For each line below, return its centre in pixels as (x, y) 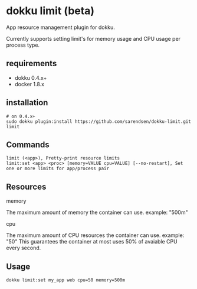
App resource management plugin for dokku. (60, 27)
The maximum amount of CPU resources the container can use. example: (95, 235)
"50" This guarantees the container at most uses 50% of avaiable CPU (92, 242)
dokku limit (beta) (50, 11)
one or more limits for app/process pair (58, 169)
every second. (24, 248)
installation (27, 103)
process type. (23, 45)
